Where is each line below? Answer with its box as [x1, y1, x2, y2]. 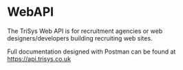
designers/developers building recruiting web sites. [7, 34, 153, 42]
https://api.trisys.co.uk [7, 54, 71, 62]
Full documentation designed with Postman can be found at [7, 47, 176, 56]
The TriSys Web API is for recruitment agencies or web [7, 27, 163, 35]
